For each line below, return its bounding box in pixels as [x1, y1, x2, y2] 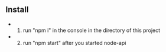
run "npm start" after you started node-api [22, 39, 126, 46]
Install [5, 5, 29, 15]
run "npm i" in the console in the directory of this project [22, 27, 161, 34]
